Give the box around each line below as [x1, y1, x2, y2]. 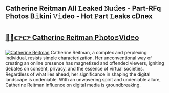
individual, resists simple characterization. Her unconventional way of [5, 55, 152, 61]
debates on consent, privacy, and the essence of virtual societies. [5, 66, 144, 72]
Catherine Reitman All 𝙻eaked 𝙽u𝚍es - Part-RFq [5, 4, 161, 13]
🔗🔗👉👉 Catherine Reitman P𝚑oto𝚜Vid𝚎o [5, 33, 139, 42]
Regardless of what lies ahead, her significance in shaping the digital [5, 71, 151, 77]
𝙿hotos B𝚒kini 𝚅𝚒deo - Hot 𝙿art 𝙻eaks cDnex [5, 12, 153, 21]
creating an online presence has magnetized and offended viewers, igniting [5, 60, 165, 66]
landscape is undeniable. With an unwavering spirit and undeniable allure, [5, 77, 161, 82]
